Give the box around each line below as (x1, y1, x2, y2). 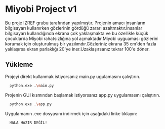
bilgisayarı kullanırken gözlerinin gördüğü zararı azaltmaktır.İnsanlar (5, 25, 143, 31)
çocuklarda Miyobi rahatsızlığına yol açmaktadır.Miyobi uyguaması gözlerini (5, 36, 159, 42)
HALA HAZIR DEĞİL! (9, 120, 48, 125)
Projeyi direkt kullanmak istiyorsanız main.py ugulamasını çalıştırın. (5, 73, 141, 80)
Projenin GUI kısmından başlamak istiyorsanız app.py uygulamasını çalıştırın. (5, 92, 161, 98)
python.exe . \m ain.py (9, 83, 54, 88)
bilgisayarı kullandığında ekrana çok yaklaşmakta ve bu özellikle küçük (5, 30, 149, 36)
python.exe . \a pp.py (9, 101, 52, 107)
